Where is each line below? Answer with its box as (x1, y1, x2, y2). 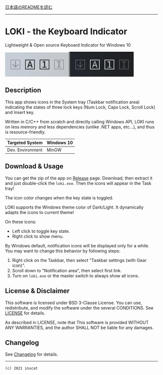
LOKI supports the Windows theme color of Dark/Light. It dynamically (5, 204, 144, 210)
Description (5, 86, 41, 95)
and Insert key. (5, 109, 35, 115)
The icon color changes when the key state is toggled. (5, 195, 114, 200)
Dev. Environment (7, 147, 43, 153)
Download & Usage (5, 162, 64, 171)
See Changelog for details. (5, 351, 58, 358)
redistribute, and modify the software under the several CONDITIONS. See (5, 305, 154, 310)
